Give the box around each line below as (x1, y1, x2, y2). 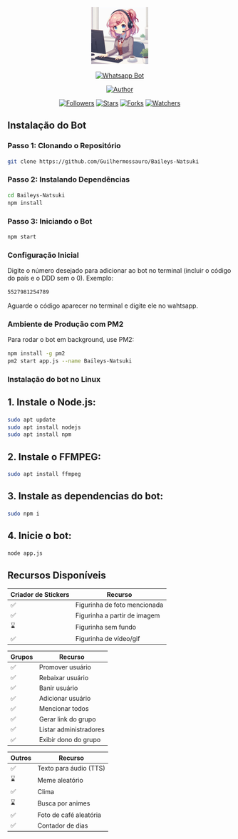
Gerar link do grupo (38, 714, 96, 723)
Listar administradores (38, 725, 105, 734)
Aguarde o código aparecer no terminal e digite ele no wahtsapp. (7, 301, 198, 310)
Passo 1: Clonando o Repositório (7, 141, 121, 151)
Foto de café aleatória (37, 811, 102, 819)
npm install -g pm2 (7, 350, 66, 358)
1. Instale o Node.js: (7, 396, 96, 409)
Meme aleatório (37, 776, 83, 784)
